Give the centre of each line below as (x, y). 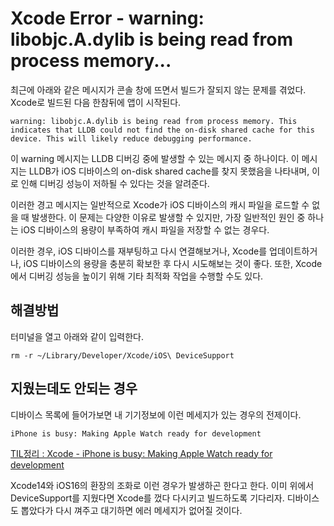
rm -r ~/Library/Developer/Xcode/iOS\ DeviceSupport (122, 355)
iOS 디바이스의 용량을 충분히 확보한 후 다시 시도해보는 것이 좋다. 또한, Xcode (173, 263)
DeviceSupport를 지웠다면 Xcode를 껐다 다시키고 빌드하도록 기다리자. (147, 498)
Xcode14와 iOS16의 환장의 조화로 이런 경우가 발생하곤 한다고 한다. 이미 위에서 (162, 485)
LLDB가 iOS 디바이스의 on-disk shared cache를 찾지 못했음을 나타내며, (169, 171)
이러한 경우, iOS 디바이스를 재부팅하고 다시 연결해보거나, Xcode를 (139, 251)
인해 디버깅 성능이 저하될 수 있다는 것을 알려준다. (115, 183)
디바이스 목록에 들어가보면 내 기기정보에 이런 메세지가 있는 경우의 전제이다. (156, 414)
